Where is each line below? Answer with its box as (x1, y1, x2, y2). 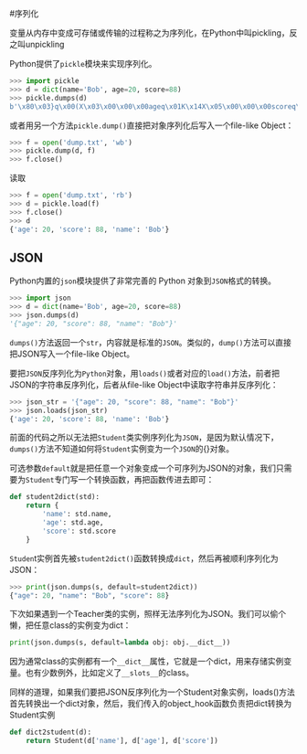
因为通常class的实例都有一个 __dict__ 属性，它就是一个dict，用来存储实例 (9, 656, 284, 667)
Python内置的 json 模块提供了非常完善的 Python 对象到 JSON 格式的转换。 (9, 275, 277, 286)
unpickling (25, 39, 65, 49)
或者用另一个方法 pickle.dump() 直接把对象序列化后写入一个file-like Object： (9, 120, 294, 131)
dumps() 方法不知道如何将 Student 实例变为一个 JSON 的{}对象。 (9, 443, 235, 454)
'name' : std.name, (42, 510, 112, 519)
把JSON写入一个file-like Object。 (9, 348, 135, 359)
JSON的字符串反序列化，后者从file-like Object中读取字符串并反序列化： (9, 378, 279, 390)
